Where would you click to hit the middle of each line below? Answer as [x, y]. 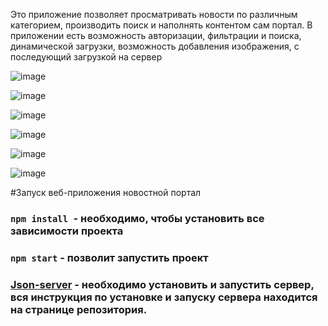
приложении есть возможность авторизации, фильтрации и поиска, [156, 35]
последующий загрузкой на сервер [86, 57]
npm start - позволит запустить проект [109, 257]
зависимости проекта [67, 231]
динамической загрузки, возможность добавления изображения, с [155, 46]
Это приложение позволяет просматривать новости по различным [154, 14]
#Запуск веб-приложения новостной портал [106, 192]
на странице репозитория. [79, 309]
